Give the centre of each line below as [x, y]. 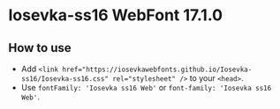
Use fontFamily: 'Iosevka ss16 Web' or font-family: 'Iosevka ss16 [146, 87]
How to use [40, 48]
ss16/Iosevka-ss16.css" [65, 79]
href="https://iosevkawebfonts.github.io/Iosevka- [157, 69]
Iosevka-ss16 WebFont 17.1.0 [115, 15]
